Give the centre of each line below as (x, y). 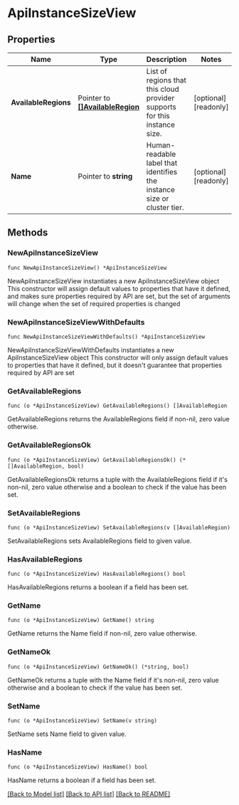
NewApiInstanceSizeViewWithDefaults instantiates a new (91, 349)
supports (161, 107)
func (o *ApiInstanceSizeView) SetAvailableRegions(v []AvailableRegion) (119, 527)
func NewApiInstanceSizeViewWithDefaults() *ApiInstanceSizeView (106, 337)
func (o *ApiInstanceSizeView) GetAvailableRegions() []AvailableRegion (117, 406)
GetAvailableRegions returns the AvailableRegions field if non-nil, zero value (118, 419)
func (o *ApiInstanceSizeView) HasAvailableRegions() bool (97, 574)
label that (162, 163)
